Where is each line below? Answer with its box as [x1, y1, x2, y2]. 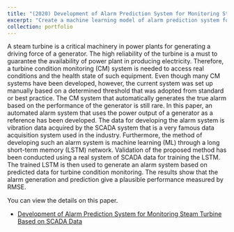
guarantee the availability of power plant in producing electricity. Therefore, [7, 57, 224, 65]
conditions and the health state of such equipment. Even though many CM [7, 72, 221, 80]
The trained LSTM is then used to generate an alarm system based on [7, 161, 208, 169]
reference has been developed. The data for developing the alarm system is [7, 116, 225, 125]
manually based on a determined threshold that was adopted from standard [7, 86, 224, 95]
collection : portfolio [7, 23, 73, 30]
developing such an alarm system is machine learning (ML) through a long [7, 139, 220, 147]
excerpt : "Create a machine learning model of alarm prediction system [7, 17, 219, 24]
